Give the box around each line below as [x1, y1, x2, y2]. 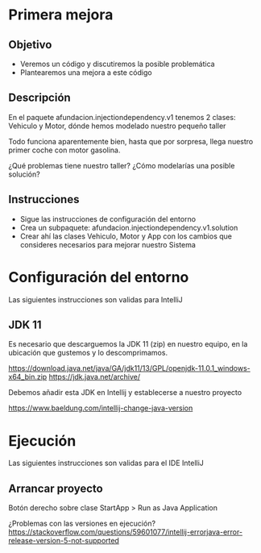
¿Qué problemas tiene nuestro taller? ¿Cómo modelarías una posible [8, 160, 235, 170]
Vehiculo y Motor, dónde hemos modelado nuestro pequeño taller [8, 121, 226, 131]
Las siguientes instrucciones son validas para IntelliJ [8, 294, 183, 304]
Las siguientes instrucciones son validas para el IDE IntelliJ [8, 458, 204, 468]
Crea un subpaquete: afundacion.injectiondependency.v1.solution [19, 222, 238, 232]
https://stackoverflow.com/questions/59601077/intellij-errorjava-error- [8, 527, 243, 537]
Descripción [8, 91, 71, 105]
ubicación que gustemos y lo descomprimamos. [8, 348, 168, 358]
